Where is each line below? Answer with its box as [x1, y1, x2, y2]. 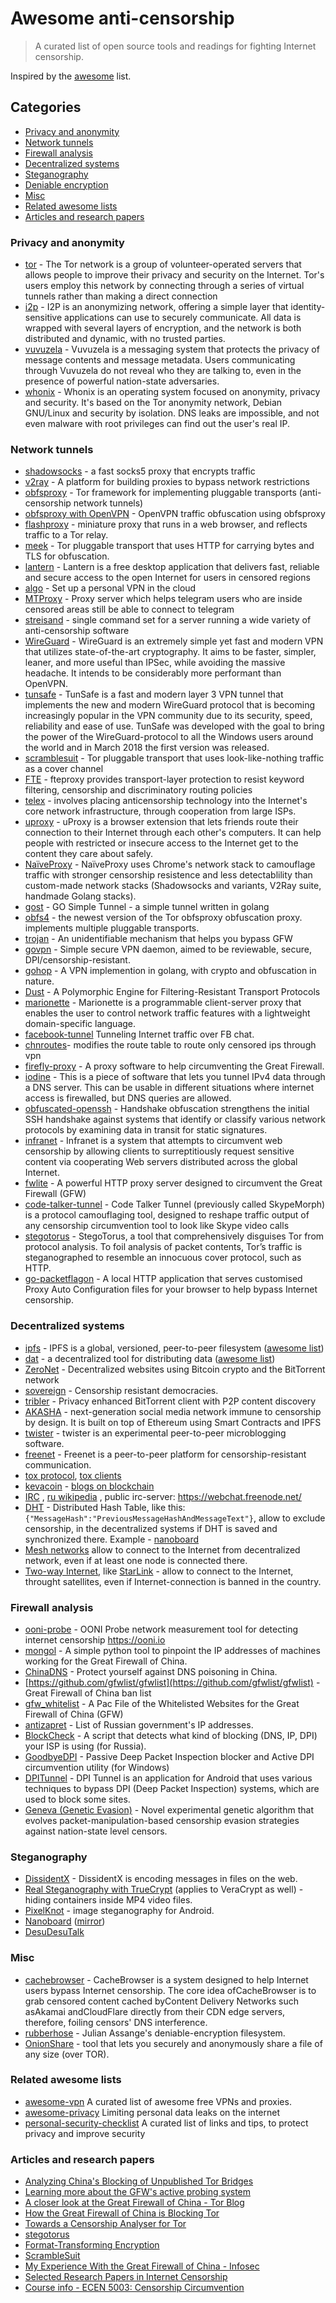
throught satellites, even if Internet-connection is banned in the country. [24, 1575, 322, 1587]
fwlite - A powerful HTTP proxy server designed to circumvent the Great [24, 1177, 323, 1189]
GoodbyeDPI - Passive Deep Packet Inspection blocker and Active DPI [24, 1750, 315, 1762]
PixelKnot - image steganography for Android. [24, 1905, 215, 1917]
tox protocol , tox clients [24, 1469, 122, 1481]
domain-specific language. [24, 1018, 137, 1030]
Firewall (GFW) [24, 1188, 87, 1200]
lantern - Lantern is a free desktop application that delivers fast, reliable [24, 561, 320, 573]
